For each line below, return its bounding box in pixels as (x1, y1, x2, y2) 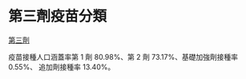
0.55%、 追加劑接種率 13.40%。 (8, 61, 115, 72)
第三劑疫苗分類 (8, 7, 107, 26)
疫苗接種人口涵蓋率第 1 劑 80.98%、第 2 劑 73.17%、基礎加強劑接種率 (8, 52, 239, 61)
